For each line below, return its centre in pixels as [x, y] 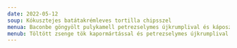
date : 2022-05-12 [33, 14]
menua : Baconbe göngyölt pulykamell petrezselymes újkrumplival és [109, 27]
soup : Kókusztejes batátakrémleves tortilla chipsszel [90, 20]
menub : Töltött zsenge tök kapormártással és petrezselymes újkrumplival [118, 34]
